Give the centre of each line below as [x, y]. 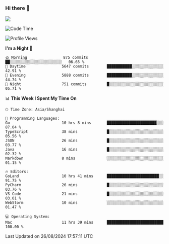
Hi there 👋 [18, 8]
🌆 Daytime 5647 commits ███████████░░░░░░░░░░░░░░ [84, 66]
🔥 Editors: [17, 172]
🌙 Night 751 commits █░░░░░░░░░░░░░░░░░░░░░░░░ [84, 84]
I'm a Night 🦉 [19, 48]
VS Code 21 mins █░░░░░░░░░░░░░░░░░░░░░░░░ [84, 194]
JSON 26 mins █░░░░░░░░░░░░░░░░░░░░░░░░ [84, 141]
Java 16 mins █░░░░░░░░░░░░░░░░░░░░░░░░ [84, 150]
